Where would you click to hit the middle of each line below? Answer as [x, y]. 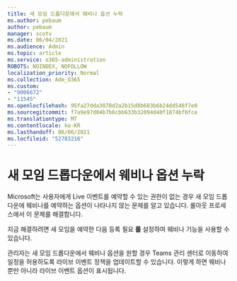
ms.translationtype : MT [42, 119]
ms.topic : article [34, 54]
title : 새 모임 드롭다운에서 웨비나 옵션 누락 [65, 14]
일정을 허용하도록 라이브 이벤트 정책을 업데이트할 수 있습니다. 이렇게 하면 [107, 262]
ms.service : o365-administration [57, 60]
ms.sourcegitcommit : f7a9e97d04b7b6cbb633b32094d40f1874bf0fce [103, 112]
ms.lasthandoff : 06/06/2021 [49, 132]
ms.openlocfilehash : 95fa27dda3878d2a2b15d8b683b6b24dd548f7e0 [103, 106]
